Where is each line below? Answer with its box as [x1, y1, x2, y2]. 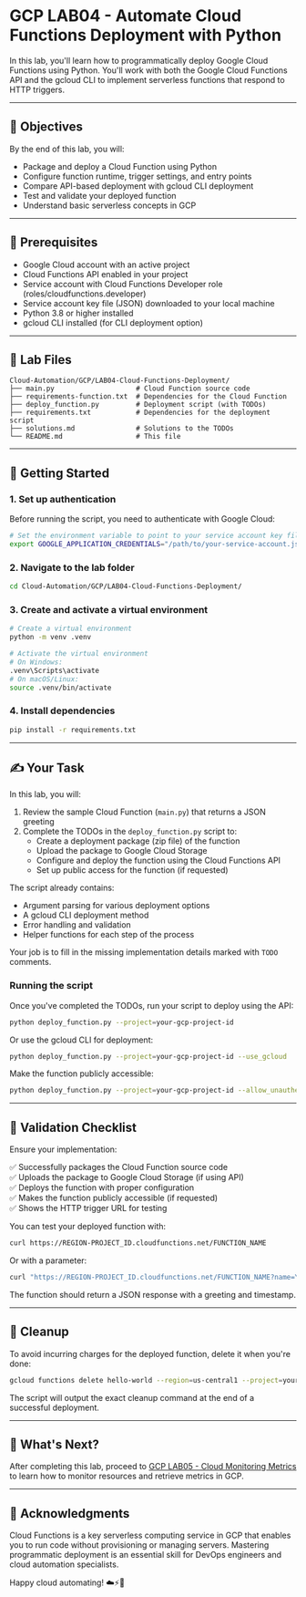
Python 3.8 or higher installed [22, 307, 134, 318]
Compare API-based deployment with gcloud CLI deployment [22, 180, 254, 192]
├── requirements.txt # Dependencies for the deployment [9, 408, 271, 418]
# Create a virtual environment [9, 624, 132, 634]
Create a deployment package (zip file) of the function [36, 835, 240, 846]
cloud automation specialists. [9, 1559, 119, 1570]
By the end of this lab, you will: [9, 143, 125, 154]
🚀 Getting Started [9, 465, 110, 481]
